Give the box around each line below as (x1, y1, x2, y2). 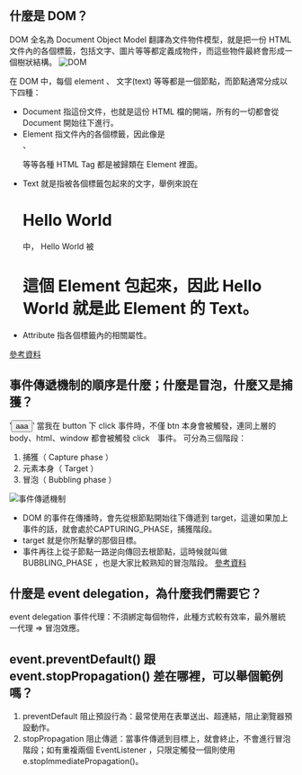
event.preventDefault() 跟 (9, 651, 155, 667)
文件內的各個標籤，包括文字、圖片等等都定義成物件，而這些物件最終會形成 (9, 45, 285, 56)
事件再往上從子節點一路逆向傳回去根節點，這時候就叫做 (22, 546, 227, 557)
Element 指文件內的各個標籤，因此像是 (22, 129, 165, 139)
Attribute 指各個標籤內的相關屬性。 (22, 329, 152, 340)
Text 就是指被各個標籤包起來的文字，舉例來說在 (22, 178, 200, 189)
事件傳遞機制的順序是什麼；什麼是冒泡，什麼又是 (9, 378, 281, 393)
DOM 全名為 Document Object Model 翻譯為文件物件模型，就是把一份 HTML (9, 34, 292, 45)
